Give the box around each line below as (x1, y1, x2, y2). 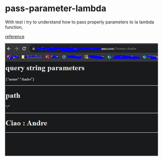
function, (5, 24, 23, 30)
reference (5, 34, 25, 39)
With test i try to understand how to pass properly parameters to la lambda (5, 19, 154, 25)
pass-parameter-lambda (5, 3, 107, 14)
